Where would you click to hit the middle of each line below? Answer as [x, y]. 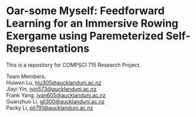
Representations [48, 49]
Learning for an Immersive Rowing [92, 23]
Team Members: [26, 76]
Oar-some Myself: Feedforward [85, 11]
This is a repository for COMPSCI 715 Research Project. [73, 65]
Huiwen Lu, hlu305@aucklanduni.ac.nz [54, 82]
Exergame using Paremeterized [85, 36]
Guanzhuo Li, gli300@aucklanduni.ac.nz [55, 101]
